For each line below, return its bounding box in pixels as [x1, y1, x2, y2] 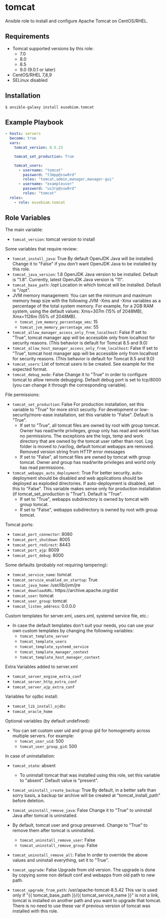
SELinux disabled [12, 77, 48, 83]
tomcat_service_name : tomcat [12, 572, 72, 578]
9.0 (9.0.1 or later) [19, 66, 56, 72]
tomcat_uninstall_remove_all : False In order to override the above [12, 852, 148, 858]
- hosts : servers [5, 131, 41, 136]
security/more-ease [12, 412, 53, 418]
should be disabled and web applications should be [38, 475, 143, 481]
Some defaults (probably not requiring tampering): [5, 562, 108, 568]
